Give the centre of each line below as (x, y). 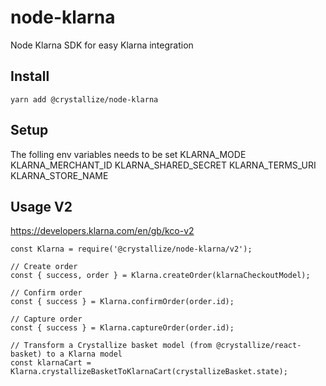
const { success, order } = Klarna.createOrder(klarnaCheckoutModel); (160, 276)
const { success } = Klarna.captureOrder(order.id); (122, 328)
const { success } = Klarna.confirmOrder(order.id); (122, 302)
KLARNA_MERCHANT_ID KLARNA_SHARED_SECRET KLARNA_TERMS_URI (163, 165)
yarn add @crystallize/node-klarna (84, 99)
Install (30, 76)
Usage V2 (41, 206)
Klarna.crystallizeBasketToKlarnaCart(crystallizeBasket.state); (149, 372)
